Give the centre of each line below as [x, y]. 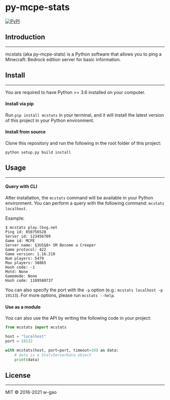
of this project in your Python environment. [50, 120]
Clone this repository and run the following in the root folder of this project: [83, 143]
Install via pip [19, 104]
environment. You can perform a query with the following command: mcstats [85, 203]
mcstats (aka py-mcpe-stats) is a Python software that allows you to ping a [83, 54]
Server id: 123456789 [28, 236]
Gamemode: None [21, 276]
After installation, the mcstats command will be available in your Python [79, 197]
